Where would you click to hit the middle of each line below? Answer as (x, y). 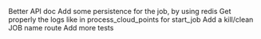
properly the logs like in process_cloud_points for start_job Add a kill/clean (131, 19)
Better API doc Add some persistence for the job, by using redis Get (120, 11)
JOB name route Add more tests (61, 28)
